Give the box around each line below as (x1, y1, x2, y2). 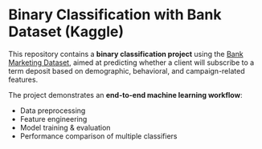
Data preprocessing (19, 106, 86, 115)
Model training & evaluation (19, 123, 111, 132)
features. (8, 74, 39, 84)
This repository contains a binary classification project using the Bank (8, 49, 244, 58)
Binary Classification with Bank (8, 6, 222, 24)
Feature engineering (19, 114, 88, 123)
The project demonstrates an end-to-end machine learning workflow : (8, 90, 243, 99)
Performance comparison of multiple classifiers (19, 131, 178, 141)
